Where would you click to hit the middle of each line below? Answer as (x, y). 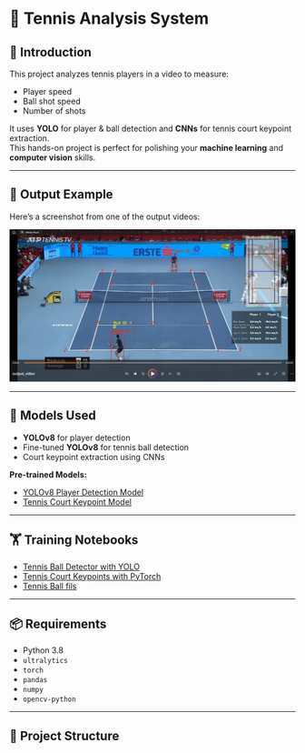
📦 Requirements (58, 624)
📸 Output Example (61, 195)
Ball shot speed (51, 101)
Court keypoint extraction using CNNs (93, 457)
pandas (35, 680)
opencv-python (49, 699)
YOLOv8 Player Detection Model (83, 492)
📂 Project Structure (64, 736)
